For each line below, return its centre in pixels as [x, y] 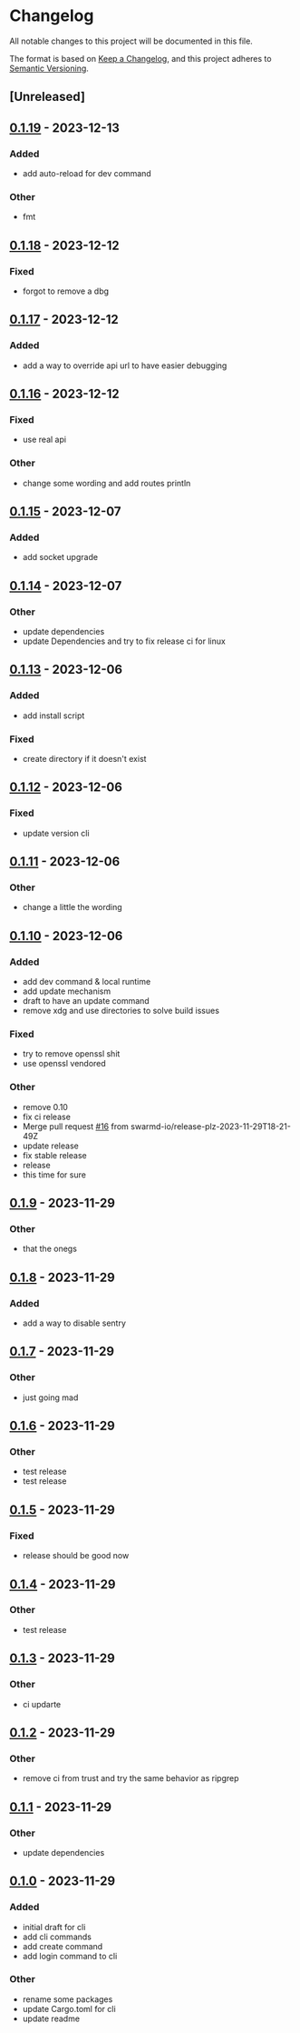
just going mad [50, 1397]
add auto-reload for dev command [87, 174]
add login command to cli [70, 1956]
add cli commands [57, 1937]
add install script [53, 716]
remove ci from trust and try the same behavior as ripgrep [131, 1778]
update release [50, 1146]
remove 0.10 [45, 1107]
